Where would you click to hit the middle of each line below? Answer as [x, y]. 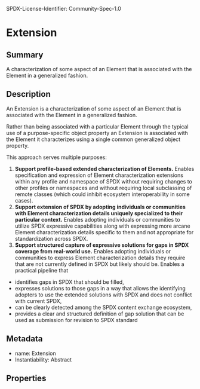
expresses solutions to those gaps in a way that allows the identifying [100, 288]
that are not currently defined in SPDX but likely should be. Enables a [99, 264]
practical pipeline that [41, 270]
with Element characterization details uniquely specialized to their [99, 213]
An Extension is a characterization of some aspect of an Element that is [94, 108]
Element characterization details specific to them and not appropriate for [104, 232]
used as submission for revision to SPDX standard [76, 320]
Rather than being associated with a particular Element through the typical [98, 126]
